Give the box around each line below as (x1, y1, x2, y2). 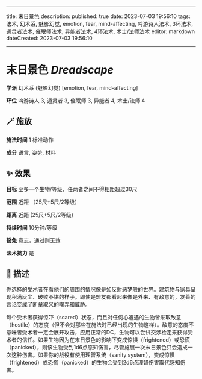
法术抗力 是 (6, 249, 34, 257)
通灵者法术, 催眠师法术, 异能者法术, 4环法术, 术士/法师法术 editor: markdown (6, 28, 195, 35)
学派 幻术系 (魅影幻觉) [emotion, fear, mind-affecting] (6, 84, 138, 91)
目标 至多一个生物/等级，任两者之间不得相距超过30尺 (6, 185, 138, 193)
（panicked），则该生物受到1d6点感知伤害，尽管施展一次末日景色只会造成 (6, 344, 188, 351)
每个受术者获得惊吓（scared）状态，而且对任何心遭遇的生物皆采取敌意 (6, 314, 182, 321)
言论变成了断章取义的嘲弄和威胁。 (6, 301, 91, 308)
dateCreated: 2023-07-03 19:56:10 (6, 34, 93, 42)
